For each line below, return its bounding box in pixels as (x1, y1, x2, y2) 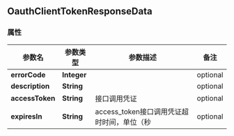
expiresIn (10, 111, 42, 121)
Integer (62, 69, 87, 79)
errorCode (10, 69, 46, 79)
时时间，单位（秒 (95, 117, 151, 127)
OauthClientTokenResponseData (7, 6, 153, 17)
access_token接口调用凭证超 (95, 107, 189, 117)
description (10, 81, 50, 91)
